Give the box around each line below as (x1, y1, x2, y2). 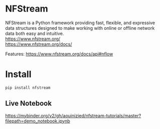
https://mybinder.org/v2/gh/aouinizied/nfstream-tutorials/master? (5, 112, 141, 118)
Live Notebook (5, 99, 52, 108)
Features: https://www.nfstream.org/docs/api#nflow (5, 51, 113, 57)
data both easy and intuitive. (5, 30, 64, 36)
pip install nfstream (5, 85, 51, 90)
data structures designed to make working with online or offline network (5, 25, 155, 31)
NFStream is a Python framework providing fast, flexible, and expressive (5, 20, 155, 26)
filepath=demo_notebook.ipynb (5, 118, 70, 124)
